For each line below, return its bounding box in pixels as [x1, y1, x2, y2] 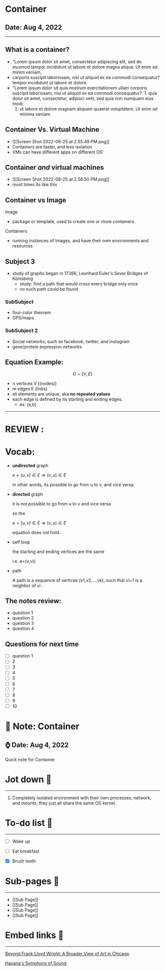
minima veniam [19, 111, 51, 117]
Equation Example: [5, 358, 64, 366]
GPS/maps [12, 315, 34, 321]
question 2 [12, 615, 34, 621]
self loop [12, 539, 30, 545]
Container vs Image [5, 196, 66, 204]
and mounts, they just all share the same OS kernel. [12, 800, 116, 806]
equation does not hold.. [12, 529, 62, 535]
